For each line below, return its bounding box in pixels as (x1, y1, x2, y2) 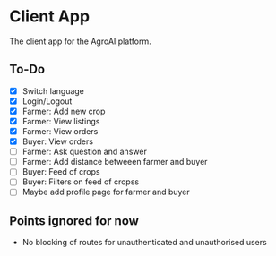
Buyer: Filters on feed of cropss (22, 176, 140, 187)
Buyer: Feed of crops (22, 166, 100, 177)
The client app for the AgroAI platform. (9, 36, 151, 47)
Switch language (22, 85, 85, 96)
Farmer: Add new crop (22, 106, 106, 116)
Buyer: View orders (22, 136, 94, 147)
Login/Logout (22, 96, 73, 107)
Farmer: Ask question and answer (22, 146, 148, 158)
